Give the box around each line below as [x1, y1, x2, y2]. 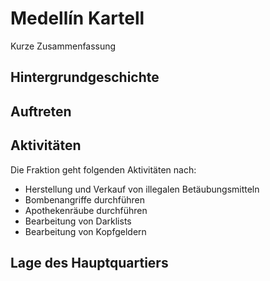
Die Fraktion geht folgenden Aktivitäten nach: [10, 163, 197, 176]
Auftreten [10, 103, 72, 120]
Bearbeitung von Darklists [24, 215, 132, 227]
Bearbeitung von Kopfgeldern [24, 225, 147, 237]
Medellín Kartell [10, 7, 145, 30]
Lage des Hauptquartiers [10, 254, 169, 271]
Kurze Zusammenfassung [10, 40, 117, 52]
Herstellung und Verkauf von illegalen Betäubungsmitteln [24, 183, 260, 195]
